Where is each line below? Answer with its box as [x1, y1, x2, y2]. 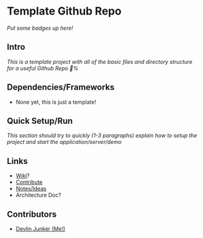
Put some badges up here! [7, 24, 74, 32]
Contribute [15, 178, 43, 186]
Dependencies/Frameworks [7, 82, 115, 92]
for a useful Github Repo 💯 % [7, 64, 78, 72]
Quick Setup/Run [7, 115, 73, 126]
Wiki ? [15, 172, 30, 180]
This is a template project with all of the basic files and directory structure [7, 58, 193, 65]
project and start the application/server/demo [7, 138, 122, 146]
